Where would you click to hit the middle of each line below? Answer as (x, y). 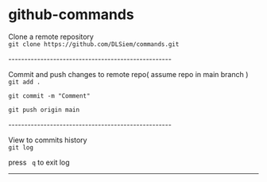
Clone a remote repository (51, 37)
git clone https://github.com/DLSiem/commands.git (94, 44)
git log (21, 147)
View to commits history (48, 140)
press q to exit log (39, 162)
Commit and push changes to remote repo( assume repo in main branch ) (128, 74)
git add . (25, 82)
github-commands (71, 15)
